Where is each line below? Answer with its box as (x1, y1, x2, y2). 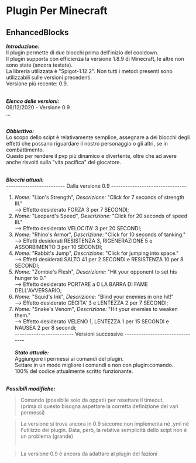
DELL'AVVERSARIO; (14, 287, 62, 293)
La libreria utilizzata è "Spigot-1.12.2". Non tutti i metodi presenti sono (6, 68, 173, 74)
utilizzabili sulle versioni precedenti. (6, 74, 92, 81)
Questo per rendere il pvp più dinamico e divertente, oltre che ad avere (6, 153, 177, 159)
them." (14, 312, 31, 319)
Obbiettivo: (6, 127, 34, 134)
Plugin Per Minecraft (6, 4, 108, 18)
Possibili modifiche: (6, 385, 56, 392)
